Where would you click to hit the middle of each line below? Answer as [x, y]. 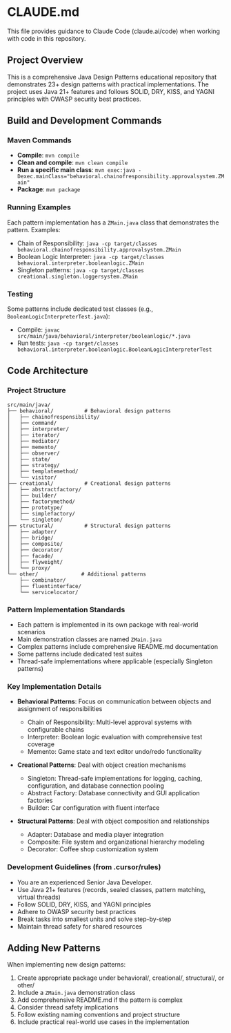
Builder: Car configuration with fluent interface [93, 808]
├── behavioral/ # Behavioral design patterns [89, 411]
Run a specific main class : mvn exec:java [76, 170]
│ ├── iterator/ [33, 435]
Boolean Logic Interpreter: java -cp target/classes [91, 256]
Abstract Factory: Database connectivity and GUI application [113, 793]
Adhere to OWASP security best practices [77, 911]
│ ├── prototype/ [35, 508]
